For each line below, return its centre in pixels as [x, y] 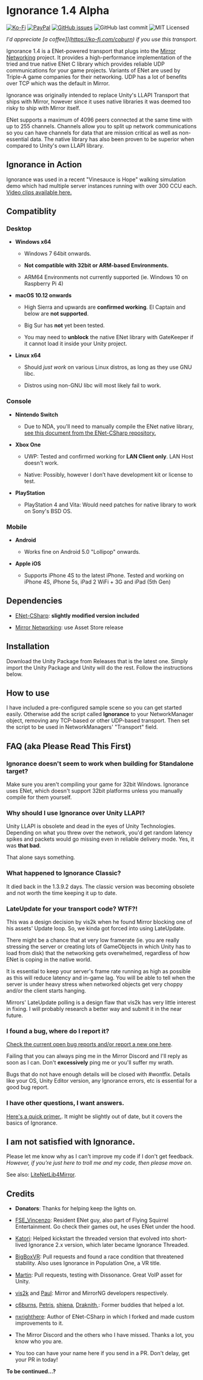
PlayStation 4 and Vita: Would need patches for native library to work [110, 505]
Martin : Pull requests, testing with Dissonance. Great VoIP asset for [99, 1275]
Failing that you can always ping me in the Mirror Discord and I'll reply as [97, 1056]
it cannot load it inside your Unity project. [75, 343]
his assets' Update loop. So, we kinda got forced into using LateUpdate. [96, 928]
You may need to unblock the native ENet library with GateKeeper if [109, 337]
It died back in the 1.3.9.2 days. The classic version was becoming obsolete [101, 886]
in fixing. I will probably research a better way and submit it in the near [94, 1009]
